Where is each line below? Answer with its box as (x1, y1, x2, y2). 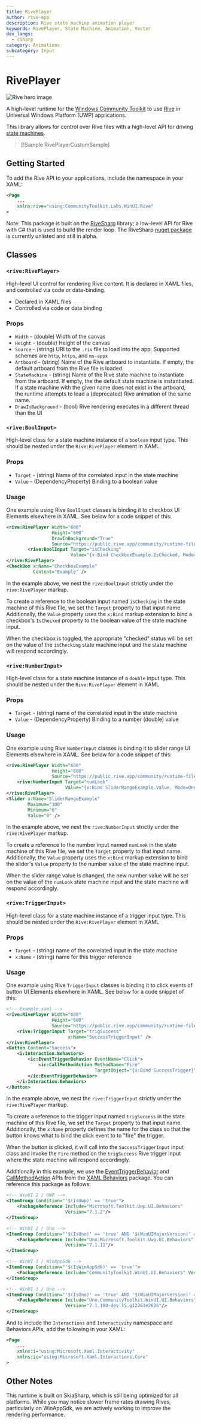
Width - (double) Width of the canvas (14, 333, 106, 340)
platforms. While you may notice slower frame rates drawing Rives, (6, 1398, 172, 1405)
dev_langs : (6, 31, 33, 37)
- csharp (11, 37, 33, 43)
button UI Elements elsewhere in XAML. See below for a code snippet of (6, 988, 184, 995)
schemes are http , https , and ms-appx (14, 352, 108, 359)
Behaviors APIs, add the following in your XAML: (6, 1326, 126, 1333)
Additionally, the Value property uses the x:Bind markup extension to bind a (6, 610, 193, 617)
